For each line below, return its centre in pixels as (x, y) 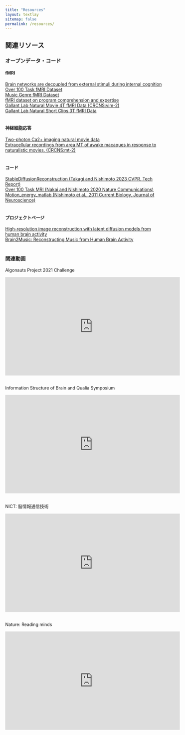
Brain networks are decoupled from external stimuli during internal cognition (84, 84)
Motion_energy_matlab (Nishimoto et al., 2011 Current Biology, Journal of (80, 195)
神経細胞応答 (18, 128)
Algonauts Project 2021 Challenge (40, 270)
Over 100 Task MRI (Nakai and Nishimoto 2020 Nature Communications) (79, 189)
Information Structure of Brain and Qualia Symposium (60, 387)
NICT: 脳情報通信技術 (27, 506)
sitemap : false (21, 19)
